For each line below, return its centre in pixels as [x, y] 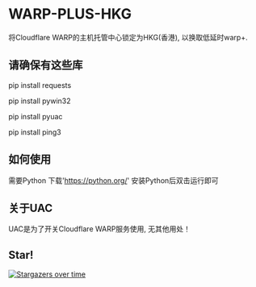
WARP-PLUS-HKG [70, 14]
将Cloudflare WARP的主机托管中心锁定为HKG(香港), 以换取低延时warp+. [128, 37]
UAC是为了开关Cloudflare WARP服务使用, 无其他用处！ [100, 229]
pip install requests [40, 85]
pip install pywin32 [40, 101]
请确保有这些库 [46, 65]
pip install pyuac [36, 116]
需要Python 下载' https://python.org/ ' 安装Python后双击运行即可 [113, 180]
